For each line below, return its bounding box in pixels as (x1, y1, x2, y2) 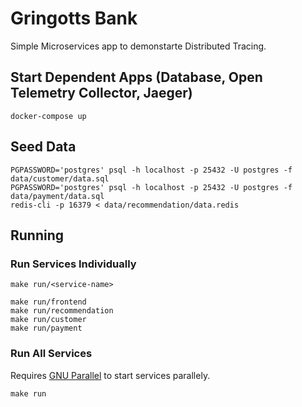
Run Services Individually (10, 257, 137, 271)
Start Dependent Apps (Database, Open (10, 69, 263, 86)
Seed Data (10, 138, 77, 156)
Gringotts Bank (10, 7, 138, 30)
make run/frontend (10, 297, 87, 307)
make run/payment (10, 323, 83, 334)
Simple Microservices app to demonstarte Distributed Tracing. (10, 40, 267, 52)
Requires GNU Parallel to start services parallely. (10, 369, 211, 381)
